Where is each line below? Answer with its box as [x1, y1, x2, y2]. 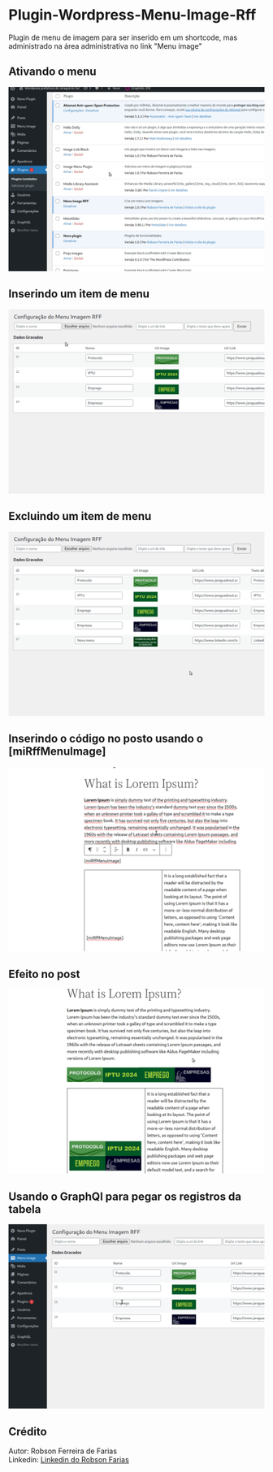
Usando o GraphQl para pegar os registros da [8, 1189, 242, 1203]
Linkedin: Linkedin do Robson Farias [8, 1455, 130, 1465]
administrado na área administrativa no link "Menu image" [8, 41, 202, 50]
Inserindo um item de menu [8, 287, 150, 301]
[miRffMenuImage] [8, 745, 106, 759]
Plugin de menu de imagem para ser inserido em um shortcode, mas [8, 32, 238, 42]
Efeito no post [8, 967, 80, 981]
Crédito [8, 1424, 47, 1439]
